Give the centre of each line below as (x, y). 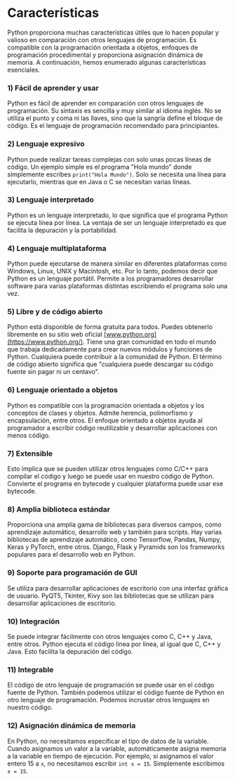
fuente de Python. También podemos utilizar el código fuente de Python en (116, 692)
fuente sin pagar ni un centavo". (53, 372)
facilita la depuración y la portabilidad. (62, 230)
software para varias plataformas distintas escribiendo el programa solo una (117, 286)
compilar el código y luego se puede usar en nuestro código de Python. (111, 477)
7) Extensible (30, 453)
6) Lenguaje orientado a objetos (62, 390)
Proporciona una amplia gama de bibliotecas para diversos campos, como (115, 524)
